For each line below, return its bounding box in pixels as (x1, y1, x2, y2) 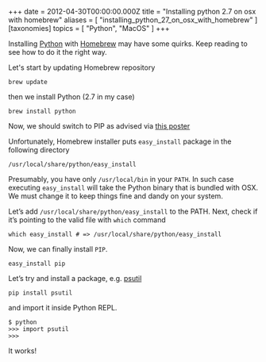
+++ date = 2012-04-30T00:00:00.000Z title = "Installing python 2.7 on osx (8, 7, 256, 16)
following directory (8, 145, 70, 154)
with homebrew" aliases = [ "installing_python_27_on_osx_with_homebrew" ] (8, 15, 258, 25)
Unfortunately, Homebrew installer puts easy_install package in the (8, 137, 232, 146)
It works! (8, 346, 37, 356)
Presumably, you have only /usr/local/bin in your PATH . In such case (8, 175, 234, 183)
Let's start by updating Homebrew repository (8, 63, 156, 72)
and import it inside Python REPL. (8, 303, 118, 312)
